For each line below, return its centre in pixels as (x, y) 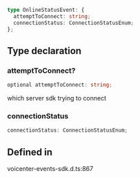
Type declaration (44, 51)
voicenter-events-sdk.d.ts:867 (50, 169)
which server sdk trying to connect (57, 98)
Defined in (30, 152)
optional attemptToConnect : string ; (60, 85)
